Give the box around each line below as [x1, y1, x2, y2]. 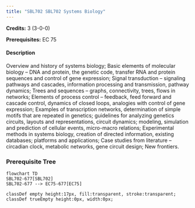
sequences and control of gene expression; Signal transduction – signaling [6, 74, 186, 82]
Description [6, 49, 36, 56]
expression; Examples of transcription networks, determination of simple [6, 106, 181, 113]
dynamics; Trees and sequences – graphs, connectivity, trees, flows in [6, 87, 176, 94]
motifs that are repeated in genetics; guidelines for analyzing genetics [6, 112, 175, 119]
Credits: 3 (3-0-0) [6, 25, 51, 32]
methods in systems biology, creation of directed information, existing [6, 130, 174, 137]
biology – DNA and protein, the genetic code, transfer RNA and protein [6, 68, 176, 75]
